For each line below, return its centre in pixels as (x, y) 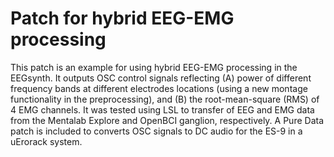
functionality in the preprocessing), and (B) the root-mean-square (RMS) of (165, 99)
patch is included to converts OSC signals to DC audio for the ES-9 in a (156, 131)
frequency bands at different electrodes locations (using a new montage (159, 88)
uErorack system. (46, 141)
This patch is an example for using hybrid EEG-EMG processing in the (154, 67)
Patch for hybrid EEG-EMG (122, 18)
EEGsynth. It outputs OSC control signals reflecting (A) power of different (161, 78)
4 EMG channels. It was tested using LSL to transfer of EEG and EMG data (162, 109)
